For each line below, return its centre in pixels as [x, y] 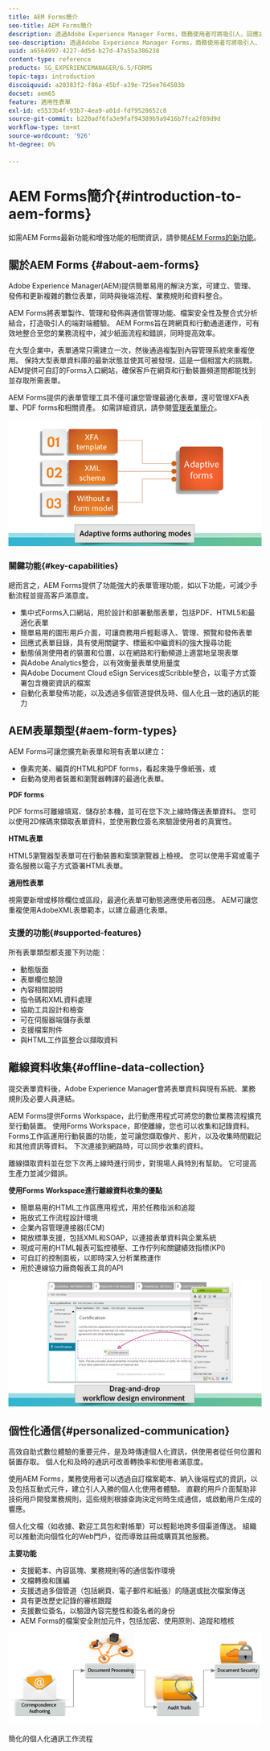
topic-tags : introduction [51, 77]
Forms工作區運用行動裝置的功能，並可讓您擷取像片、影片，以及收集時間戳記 [135, 1136]
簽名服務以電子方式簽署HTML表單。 [68, 866]
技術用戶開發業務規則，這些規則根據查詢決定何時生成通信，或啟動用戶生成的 [135, 1499]
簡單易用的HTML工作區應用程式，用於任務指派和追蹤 [107, 1207]
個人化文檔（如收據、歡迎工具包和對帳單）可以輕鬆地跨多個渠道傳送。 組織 [133, 1526]
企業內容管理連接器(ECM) [62, 1227]
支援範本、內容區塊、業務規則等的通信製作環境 [97, 1571]
